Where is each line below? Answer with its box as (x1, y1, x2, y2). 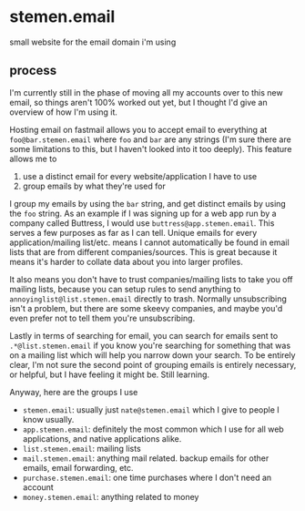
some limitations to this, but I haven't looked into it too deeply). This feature (9, 143, 292, 154)
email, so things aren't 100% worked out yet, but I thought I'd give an (9, 97, 268, 107)
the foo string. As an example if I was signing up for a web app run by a (9, 208, 277, 219)
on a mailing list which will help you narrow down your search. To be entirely (9, 349, 296, 361)
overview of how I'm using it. (9, 107, 118, 118)
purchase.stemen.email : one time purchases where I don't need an (22, 472, 272, 483)
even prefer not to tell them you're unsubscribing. (9, 312, 196, 323)
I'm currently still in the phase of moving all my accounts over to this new (9, 87, 284, 97)
